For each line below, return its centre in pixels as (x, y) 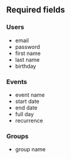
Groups (18, 136)
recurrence (29, 120)
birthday (25, 66)
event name (30, 95)
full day (25, 114)
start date (27, 101)
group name (30, 149)
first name (28, 53)
